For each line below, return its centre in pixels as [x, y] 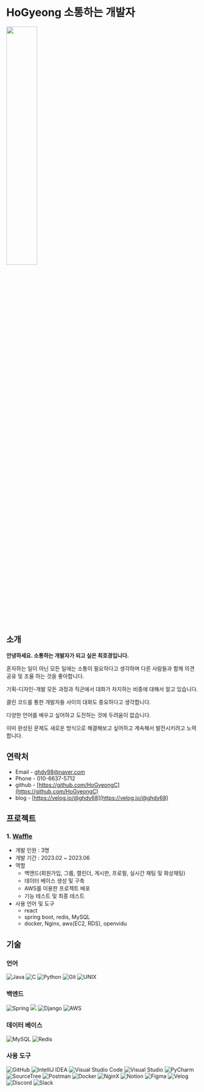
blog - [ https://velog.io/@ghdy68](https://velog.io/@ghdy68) [92, 798]
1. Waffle [19, 836]
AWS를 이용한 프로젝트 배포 [57, 889]
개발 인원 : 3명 [32, 850]
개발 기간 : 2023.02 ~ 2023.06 [52, 858]
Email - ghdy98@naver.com [50, 772]
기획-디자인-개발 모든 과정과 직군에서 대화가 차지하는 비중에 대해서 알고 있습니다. [102, 689]
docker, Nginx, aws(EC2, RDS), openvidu [76, 923]
